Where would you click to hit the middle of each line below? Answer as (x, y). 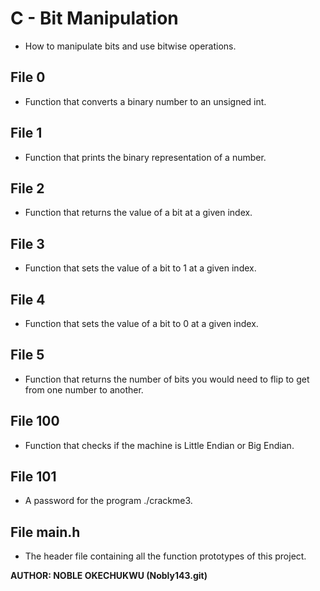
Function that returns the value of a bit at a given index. (138, 213)
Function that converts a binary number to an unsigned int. (145, 101)
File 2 (27, 188)
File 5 (27, 355)
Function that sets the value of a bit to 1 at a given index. (140, 268)
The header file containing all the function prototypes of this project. (165, 556)
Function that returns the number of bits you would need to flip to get (167, 379)
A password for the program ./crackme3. (108, 501)
